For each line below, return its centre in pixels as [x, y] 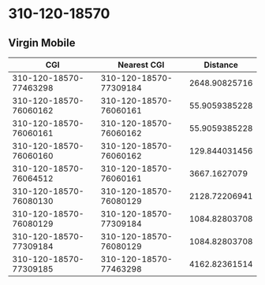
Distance [221, 65]
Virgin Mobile [42, 43]
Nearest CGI [141, 65]
